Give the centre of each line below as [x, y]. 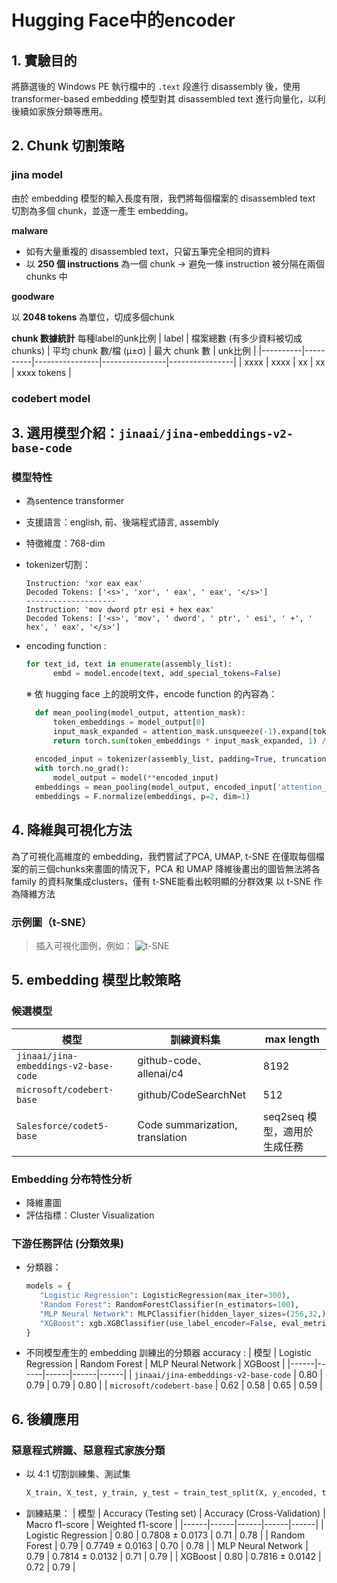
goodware [33, 296]
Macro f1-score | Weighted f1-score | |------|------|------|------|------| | [174, 1524]
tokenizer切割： [58, 565]
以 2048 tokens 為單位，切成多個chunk [93, 317]
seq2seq [283, 1116]
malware [30, 230]
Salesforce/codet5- [62, 1125]
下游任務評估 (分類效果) [67, 1243]
